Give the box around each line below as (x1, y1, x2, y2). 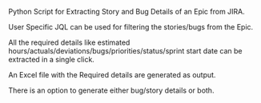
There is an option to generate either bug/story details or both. (8, 85, 215, 95)
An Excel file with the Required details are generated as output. (8, 70, 216, 79)
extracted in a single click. (8, 55, 94, 64)
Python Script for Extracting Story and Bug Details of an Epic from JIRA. (8, 7, 246, 16)
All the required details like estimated (8, 38, 130, 47)
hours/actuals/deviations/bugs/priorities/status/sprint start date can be (8, 46, 243, 55)
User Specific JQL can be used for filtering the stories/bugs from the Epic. (8, 22, 254, 31)
